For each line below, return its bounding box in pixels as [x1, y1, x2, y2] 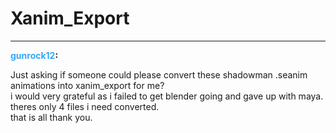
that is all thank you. [10, 111, 93, 123]
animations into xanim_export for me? [10, 79, 165, 91]
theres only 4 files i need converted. [10, 100, 160, 112]
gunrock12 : [10, 49, 59, 61]
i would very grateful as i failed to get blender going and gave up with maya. [10, 90, 324, 102]
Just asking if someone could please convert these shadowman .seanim [10, 68, 308, 81]
